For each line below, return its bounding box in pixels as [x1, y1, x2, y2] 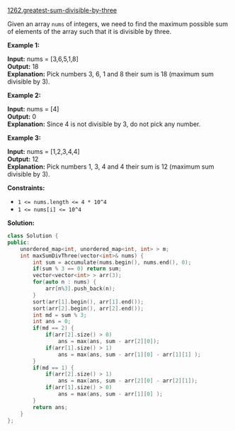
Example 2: [7, 91, 41, 99]
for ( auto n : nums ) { [33, 279, 97, 286]
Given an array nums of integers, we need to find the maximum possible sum [7, 20, 229, 28]
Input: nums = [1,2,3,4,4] [7, 147, 80, 155]
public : [7, 239, 30, 246]
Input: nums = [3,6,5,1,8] [7, 55, 79, 63]
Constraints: [7, 184, 45, 192]
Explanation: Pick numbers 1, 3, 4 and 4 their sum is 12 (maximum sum [7, 162, 214, 171]
